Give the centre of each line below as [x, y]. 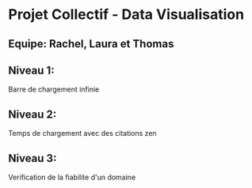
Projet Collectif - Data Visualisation [126, 15]
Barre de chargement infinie [54, 89]
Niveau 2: [32, 114]
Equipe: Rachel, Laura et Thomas [91, 44]
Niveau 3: [32, 158]
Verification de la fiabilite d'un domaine [72, 177]
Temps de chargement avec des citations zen [82, 133]
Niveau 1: [31, 70]
